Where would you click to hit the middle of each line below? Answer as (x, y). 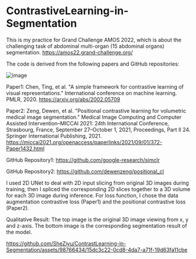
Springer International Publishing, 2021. (54, 136)
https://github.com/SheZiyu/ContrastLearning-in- (66, 243)
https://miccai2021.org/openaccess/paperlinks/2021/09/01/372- (84, 142)
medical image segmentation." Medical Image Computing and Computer (94, 117)
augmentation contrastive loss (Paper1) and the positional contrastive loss (96, 202)
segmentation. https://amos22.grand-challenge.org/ (69, 52)
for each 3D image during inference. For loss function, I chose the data (92, 195)
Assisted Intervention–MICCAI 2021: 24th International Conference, (88, 123)
